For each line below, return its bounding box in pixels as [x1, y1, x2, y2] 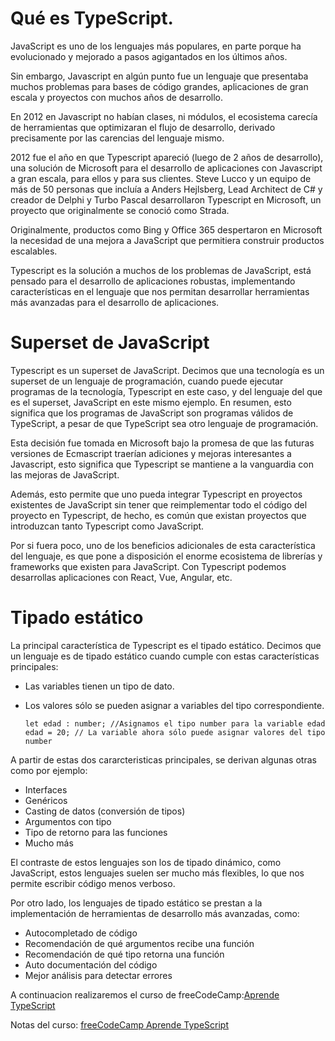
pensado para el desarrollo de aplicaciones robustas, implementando [10, 275, 296, 287]
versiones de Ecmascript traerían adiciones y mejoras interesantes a [10, 447, 292, 459]
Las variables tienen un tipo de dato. [24, 680, 175, 692]
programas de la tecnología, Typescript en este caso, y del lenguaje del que [10, 385, 323, 397]
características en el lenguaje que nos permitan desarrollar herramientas [10, 285, 310, 297]
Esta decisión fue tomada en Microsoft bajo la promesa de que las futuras [10, 437, 315, 449]
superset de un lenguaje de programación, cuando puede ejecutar [10, 375, 284, 387]
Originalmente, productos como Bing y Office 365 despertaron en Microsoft [10, 223, 323, 236]
